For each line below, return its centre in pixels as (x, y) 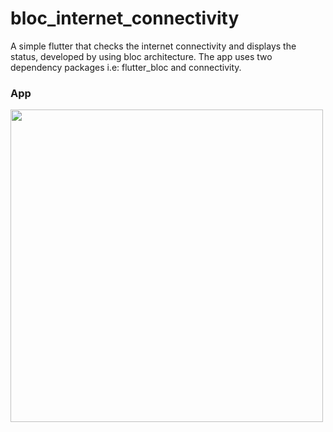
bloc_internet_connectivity (125, 18)
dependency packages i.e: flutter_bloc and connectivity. (126, 67)
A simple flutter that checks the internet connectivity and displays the (153, 46)
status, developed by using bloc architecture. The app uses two (141, 56)
